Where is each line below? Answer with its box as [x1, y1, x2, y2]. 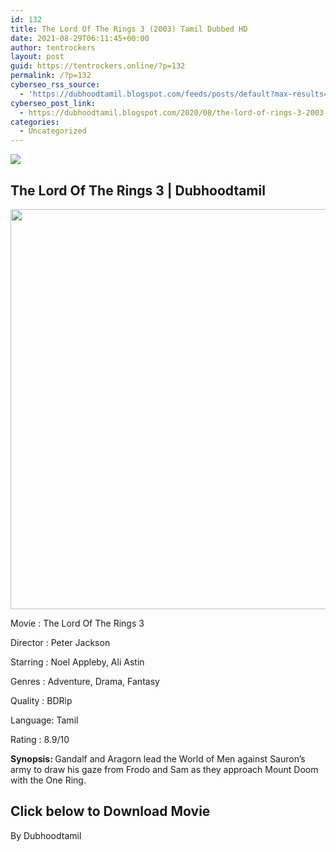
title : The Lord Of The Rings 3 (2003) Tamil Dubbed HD [10, 24, 248, 34]
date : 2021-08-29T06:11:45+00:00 [10, 33, 150, 43]
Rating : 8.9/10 [10, 733, 70, 745]
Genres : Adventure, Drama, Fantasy [10, 675, 160, 687]
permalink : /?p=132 [10, 71, 92, 81]
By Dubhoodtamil [10, 829, 82, 841]
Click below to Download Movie [10, 803, 211, 820]
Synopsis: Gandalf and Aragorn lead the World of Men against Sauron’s [10, 752, 306, 765]
